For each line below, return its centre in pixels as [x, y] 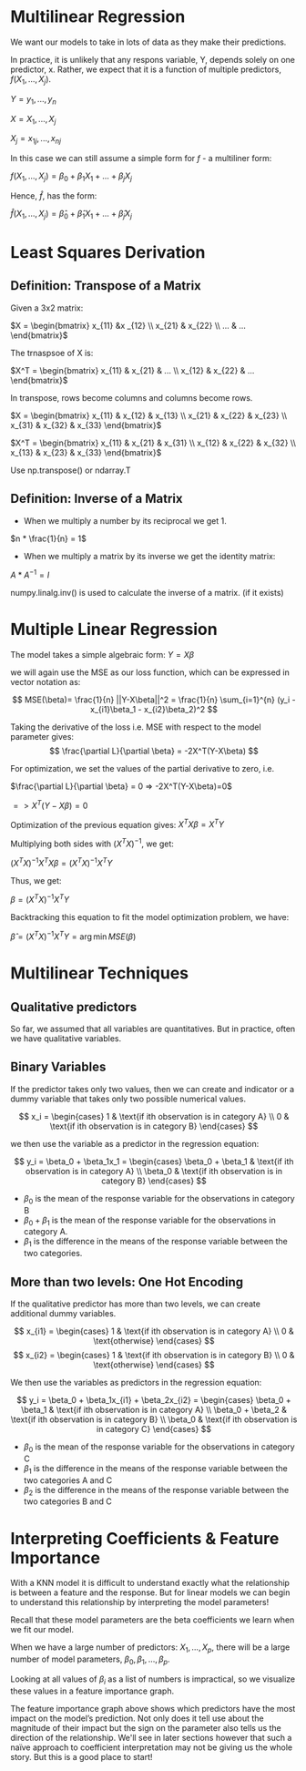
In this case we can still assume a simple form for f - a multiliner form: [141, 159]
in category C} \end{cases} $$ [154, 1429]
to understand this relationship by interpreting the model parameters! [140, 1602]
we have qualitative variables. [66, 1039]
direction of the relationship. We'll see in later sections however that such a [151, 1737]
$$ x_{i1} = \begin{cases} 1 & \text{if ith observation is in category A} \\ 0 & [154, 1331]
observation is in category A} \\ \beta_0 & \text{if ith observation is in [154, 1171]
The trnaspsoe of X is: [52, 353]
